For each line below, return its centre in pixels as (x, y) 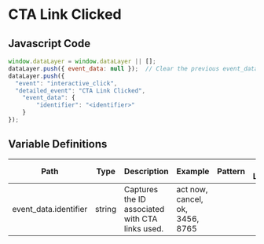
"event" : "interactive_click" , (66, 83)
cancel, (190, 199)
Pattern (231, 171)
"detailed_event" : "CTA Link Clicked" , (81, 91)
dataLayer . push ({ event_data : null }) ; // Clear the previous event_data (133, 68)
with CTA (141, 219)
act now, (192, 189)
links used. (144, 228)
